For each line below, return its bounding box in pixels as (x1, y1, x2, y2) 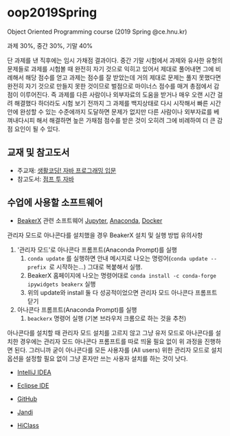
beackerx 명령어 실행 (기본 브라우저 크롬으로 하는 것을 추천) (27, 314, 187, 322)
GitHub (16, 394, 38, 402)
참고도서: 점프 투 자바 (16, 175, 74, 183)
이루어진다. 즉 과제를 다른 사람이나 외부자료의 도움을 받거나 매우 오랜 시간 (19, 90, 216, 99)
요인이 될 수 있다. (14, 125, 60, 133)
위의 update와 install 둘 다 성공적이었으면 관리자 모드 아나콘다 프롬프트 (27, 288, 218, 296)
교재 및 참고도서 (7, 147, 70, 158)
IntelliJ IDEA (16, 368, 51, 376)
